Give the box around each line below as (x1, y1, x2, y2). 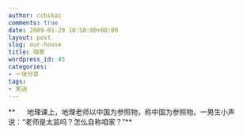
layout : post (8, 33, 51, 42)
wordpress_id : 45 (8, 56, 66, 64)
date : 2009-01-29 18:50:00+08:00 (8, 26, 119, 34)
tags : (8, 77, 26, 85)
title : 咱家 (8, 48, 45, 56)
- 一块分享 (8, 70, 40, 78)
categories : (8, 63, 47, 71)
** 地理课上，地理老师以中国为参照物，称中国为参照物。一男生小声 (8, 107, 235, 117)
